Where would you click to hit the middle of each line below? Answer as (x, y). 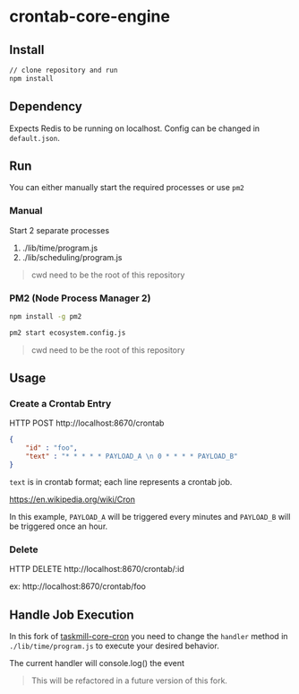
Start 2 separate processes (60, 230)
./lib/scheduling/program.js (72, 257)
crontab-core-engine (90, 17)
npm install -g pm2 (46, 316)
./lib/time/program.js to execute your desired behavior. (114, 646)
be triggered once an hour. (59, 526)
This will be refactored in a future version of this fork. (129, 681)
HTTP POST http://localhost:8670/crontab (87, 423)
